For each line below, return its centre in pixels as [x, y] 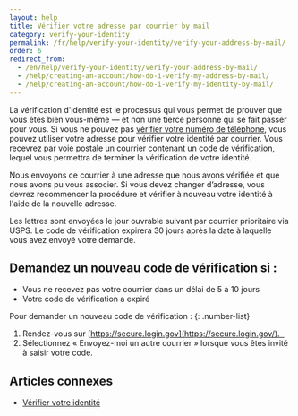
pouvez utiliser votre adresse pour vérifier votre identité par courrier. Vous [146, 138]
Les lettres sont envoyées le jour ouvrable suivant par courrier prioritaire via [149, 221]
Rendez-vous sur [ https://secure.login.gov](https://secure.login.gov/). [151, 334]
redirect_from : [38, 59]
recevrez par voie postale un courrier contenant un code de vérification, [142, 148]
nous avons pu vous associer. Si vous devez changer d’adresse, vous [137, 184]
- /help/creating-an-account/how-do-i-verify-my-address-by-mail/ [144, 76]
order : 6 [26, 51]
